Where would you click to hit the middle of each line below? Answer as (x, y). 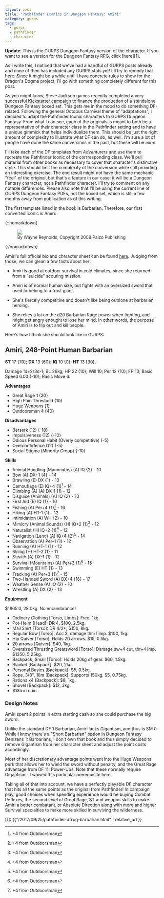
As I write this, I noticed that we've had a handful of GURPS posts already (79, 65)
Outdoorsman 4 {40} (33, 411)
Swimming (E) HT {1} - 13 (37, 568)
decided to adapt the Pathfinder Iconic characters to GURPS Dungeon (75, 116)
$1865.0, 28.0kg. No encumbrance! (41, 609)
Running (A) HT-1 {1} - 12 (37, 546)
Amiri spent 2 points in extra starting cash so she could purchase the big (78, 714)
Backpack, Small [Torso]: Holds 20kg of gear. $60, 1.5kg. (69, 659)
